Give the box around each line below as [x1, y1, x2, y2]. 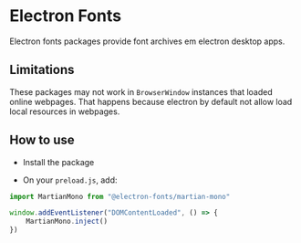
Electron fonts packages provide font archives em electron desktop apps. [9, 36, 285, 47]
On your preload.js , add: [22, 174, 118, 185]
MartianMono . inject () [26, 217, 108, 227]
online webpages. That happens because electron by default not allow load [9, 96, 293, 107]
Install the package [22, 156, 95, 167]
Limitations [9, 62, 75, 78]
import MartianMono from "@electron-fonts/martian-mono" [9, 192, 231, 201]
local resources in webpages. [9, 106, 120, 117]
